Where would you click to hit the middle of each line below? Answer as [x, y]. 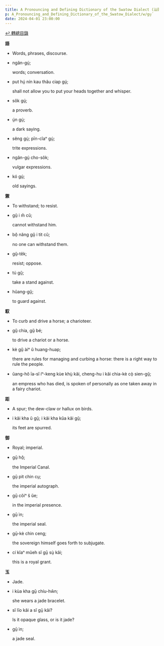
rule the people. [28, 364]
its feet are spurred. [32, 428]
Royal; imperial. [28, 447]
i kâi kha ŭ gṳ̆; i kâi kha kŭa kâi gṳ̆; [47, 418]
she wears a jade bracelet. [39, 601]
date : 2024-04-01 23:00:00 [32, 19]
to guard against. [29, 301]
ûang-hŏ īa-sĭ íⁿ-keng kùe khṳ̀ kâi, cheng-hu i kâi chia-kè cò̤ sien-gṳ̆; [82, 374]
